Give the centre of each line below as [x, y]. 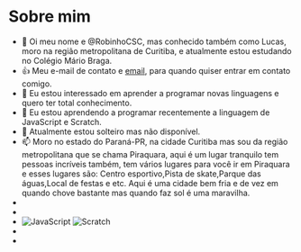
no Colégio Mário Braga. [67, 60]
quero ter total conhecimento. [77, 103]
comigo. [36, 84]
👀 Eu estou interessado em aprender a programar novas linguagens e [150, 93]
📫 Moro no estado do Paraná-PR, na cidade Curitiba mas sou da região [155, 141]
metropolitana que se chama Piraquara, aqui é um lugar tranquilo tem [150, 154]
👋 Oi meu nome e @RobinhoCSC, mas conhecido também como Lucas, [154, 41]
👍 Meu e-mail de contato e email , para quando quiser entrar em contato [156, 70]
